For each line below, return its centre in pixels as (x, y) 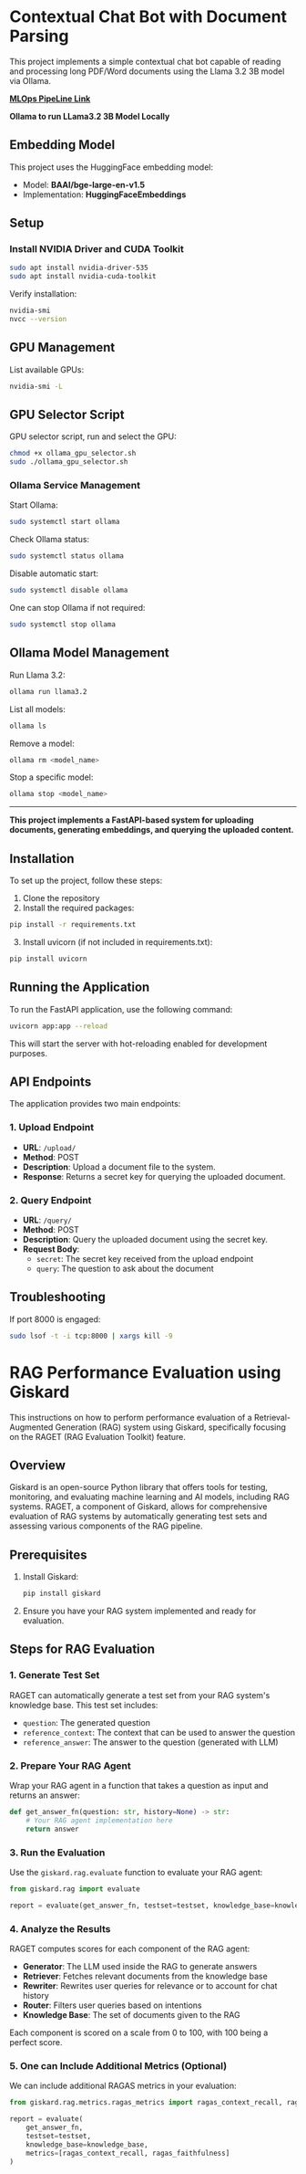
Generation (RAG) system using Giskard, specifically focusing (171, 1427)
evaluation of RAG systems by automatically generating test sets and (138, 1517)
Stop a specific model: (51, 777)
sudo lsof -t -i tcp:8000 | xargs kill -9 (91, 1336)
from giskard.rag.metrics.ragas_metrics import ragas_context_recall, (146, 2103)
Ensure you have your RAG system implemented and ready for (139, 1611)
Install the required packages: (78, 908)
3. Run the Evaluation (57, 1853)
